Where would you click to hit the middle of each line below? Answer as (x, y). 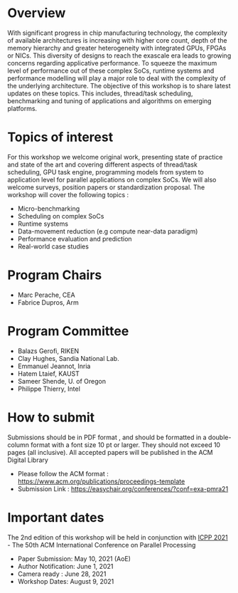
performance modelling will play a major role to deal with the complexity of (117, 78)
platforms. (22, 108)
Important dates (56, 517)
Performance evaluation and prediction (75, 238)
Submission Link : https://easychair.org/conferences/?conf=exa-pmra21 (123, 488)
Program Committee (68, 331)
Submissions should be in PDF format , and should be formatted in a (107, 437)
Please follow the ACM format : (63, 473)
